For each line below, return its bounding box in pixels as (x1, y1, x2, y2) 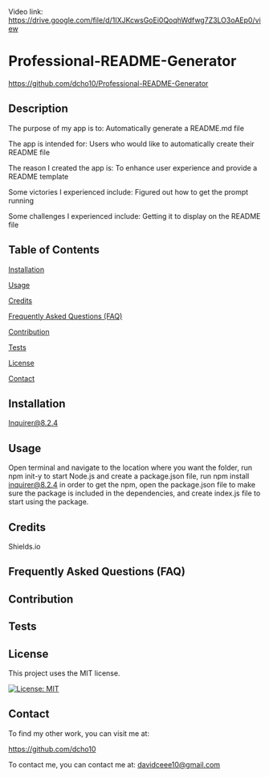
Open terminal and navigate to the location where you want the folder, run (8, 462, 253, 473)
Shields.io (8, 542, 41, 551)
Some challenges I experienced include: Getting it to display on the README (8, 211, 261, 220)
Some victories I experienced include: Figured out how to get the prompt (8, 187, 249, 196)
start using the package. (8, 497, 89, 507)
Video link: (8, 7, 43, 16)
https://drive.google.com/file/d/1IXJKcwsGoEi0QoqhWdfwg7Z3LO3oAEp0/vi (8, 15, 261, 25)
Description (8, 102, 68, 116)
